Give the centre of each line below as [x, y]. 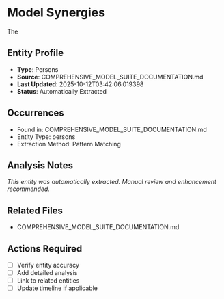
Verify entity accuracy [48, 265]
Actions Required [45, 249]
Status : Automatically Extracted [62, 91]
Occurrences [36, 113]
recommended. [28, 189]
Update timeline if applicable [57, 288]
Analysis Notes [40, 165]
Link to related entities [48, 281]
